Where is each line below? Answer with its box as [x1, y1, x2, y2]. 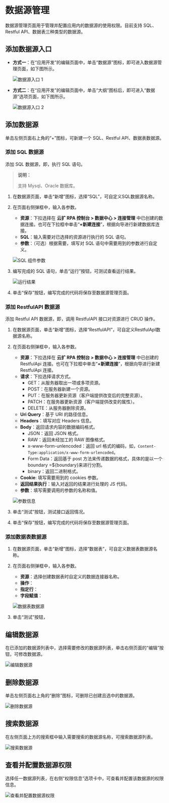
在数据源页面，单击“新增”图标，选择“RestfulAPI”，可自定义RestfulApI [12, 327, 156, 333]
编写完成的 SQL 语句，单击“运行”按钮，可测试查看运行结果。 [12, 268, 139, 274]
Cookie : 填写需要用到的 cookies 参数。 [20, 475, 101, 481]
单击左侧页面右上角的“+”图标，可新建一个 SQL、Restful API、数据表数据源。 [5, 135, 164, 141]
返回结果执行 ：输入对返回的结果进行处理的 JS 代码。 [20, 481, 130, 487]
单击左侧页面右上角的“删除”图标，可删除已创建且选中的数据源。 [5, 693, 138, 699]
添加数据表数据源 [5, 533, 47, 540]
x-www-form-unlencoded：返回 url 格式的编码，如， [27, 443, 138, 449]
